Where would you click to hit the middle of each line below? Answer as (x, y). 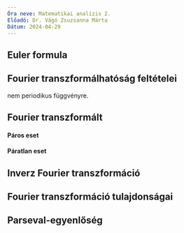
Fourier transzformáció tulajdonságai (90, 196)
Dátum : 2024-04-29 (34, 27)
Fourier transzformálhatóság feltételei (92, 78)
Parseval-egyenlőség (55, 220)
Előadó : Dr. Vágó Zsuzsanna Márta (58, 20)
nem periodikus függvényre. (48, 96)
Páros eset (23, 135)
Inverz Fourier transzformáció (74, 173)
